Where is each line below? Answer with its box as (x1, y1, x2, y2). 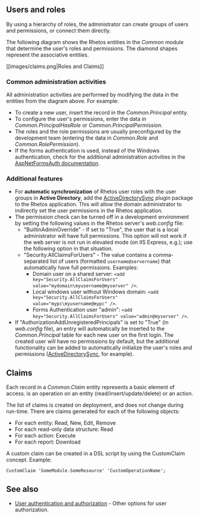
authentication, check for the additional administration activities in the (14, 153, 186, 160)
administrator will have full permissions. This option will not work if (23, 232, 187, 240)
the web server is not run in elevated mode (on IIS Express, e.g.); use (23, 238, 193, 246)
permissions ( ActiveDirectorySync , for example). (14, 350, 134, 358)
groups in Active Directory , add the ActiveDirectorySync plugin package (14, 194, 193, 201)
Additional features (6, 175, 64, 183)
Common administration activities (6, 77, 106, 86)
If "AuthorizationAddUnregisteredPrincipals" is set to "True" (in (14, 319, 169, 326)
